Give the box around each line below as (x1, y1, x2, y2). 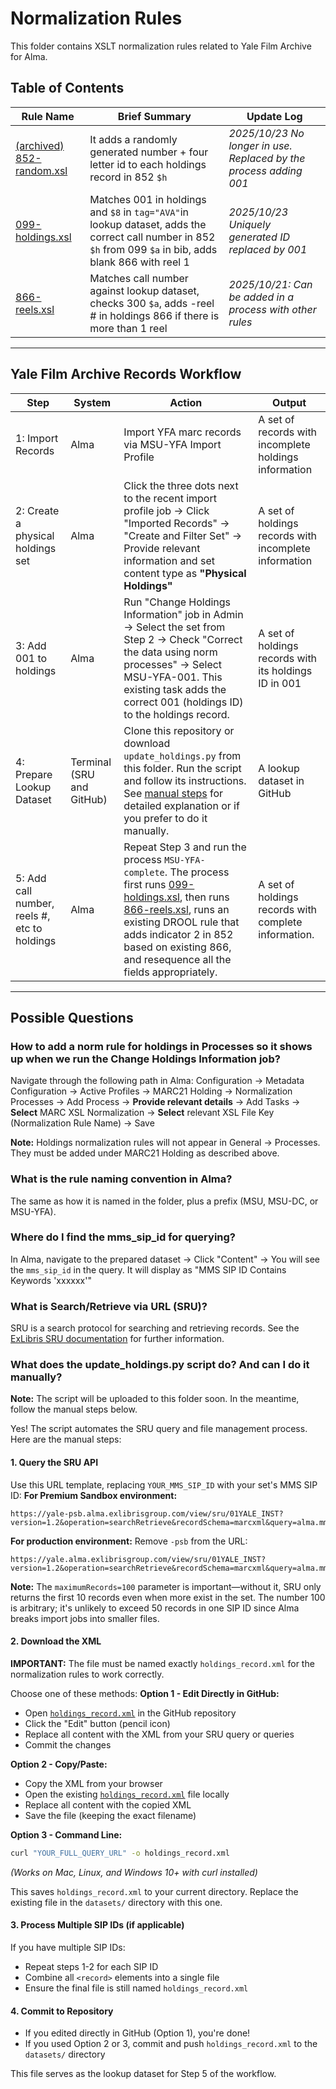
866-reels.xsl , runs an (123, 902, 230, 916)
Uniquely (228, 217, 272, 231)
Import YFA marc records (123, 425, 242, 439)
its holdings (258, 663, 313, 677)
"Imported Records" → (123, 516, 230, 530)
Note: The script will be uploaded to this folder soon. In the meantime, (10, 1393, 300, 1405)
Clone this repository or (123, 723, 235, 737)
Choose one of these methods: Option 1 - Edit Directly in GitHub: (10, 1687, 280, 1699)
